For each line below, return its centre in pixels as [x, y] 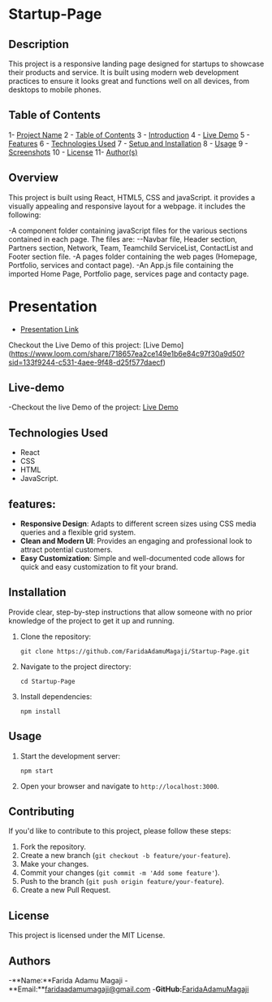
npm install [40, 711]
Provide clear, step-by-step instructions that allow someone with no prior [131, 612]
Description [39, 44]
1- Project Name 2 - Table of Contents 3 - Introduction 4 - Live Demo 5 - [129, 134]
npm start [37, 771]
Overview [34, 178]
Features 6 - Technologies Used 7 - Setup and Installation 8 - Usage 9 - [129, 143]
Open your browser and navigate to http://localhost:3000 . [119, 785]
